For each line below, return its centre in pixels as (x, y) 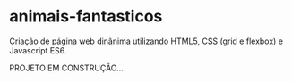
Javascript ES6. (38, 50)
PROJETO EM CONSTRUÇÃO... (66, 68)
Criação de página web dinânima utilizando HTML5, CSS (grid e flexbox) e (146, 41)
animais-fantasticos (86, 16)
